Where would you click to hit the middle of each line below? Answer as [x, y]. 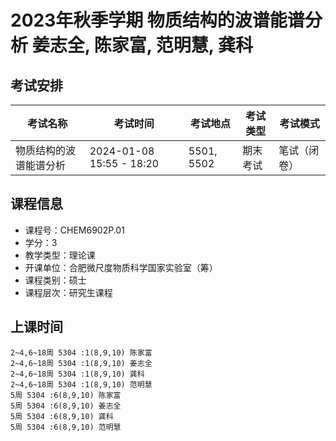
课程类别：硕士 [55, 280]
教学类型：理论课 [60, 255]
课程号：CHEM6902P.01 [74, 230]
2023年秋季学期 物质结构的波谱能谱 [157, 20]
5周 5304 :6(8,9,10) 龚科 [62, 416]
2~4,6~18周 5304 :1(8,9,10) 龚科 [77, 374]
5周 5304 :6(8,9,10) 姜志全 [66, 406]
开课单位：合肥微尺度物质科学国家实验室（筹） [121, 267]
